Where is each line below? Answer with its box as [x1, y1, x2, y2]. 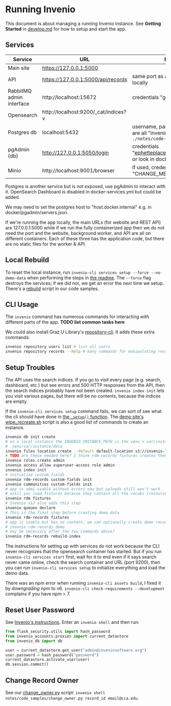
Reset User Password [5, 606, 75, 614]
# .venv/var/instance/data [5, 443, 63, 449]
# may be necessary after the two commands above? [5, 529, 115, 534]
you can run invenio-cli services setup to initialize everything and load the [5, 565, 165, 571]
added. [5, 194, 20, 200]
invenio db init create [5, 434, 56, 439]
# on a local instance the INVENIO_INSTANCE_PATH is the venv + [5, 439, 145, 444]
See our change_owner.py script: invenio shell [5, 689, 105, 695]
